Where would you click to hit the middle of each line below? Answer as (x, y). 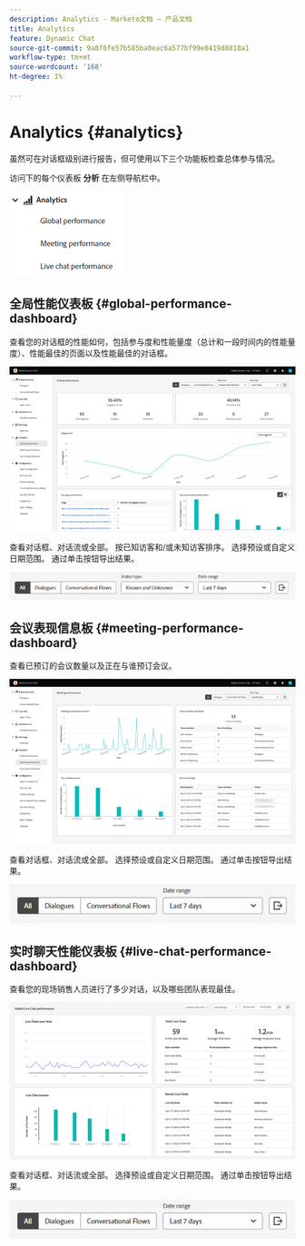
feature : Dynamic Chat (52, 38)
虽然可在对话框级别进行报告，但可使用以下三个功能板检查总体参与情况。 (144, 158)
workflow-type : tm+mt (50, 58)
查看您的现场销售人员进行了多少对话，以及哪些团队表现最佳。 (125, 989)
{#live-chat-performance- (196, 952)
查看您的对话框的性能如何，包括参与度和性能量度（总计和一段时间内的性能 (148, 341)
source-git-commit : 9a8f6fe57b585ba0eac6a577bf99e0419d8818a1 (129, 48)
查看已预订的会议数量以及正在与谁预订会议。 (93, 666)
